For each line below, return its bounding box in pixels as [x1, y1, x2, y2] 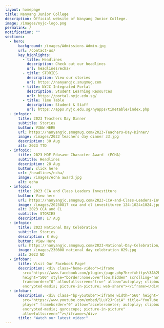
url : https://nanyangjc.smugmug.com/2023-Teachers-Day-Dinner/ [18, 130, 150, 135]
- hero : [9, 39, 25, 44]
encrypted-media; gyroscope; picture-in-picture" [22, 307, 125, 311]
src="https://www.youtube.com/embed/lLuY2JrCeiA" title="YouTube [22, 297, 159, 303]
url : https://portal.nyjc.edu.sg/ [26, 93, 97, 98]
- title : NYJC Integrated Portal [22, 84, 91, 89]
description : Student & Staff [26, 102, 89, 107]
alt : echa [18, 180, 38, 184]
